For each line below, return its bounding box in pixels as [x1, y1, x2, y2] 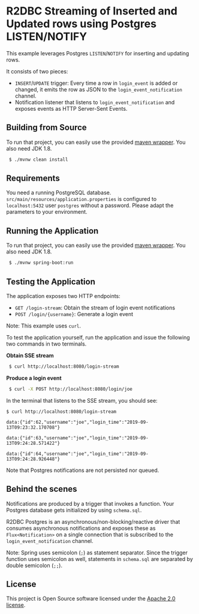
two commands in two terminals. [6, 340, 87, 347]
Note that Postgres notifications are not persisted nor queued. [6, 467, 159, 474]
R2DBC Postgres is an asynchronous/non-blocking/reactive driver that [6, 518, 180, 525]
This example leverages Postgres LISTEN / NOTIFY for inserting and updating [6, 49, 189, 57]
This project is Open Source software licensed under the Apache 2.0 [6, 595, 176, 603]
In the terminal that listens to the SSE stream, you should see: [6, 397, 158, 404]
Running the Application [6, 226, 99, 236]
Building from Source [6, 122, 87, 133]
